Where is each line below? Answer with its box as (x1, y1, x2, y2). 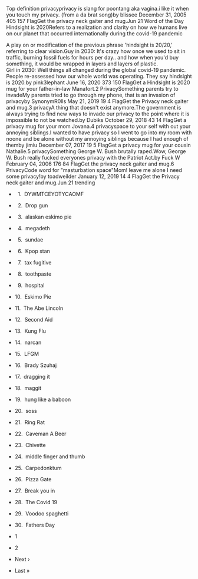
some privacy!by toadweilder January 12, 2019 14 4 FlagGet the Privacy (6, 173, 180, 180)
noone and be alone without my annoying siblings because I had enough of (6, 135, 189, 142)
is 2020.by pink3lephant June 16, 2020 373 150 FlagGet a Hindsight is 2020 (6, 79, 190, 86)
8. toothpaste (17, 270, 52, 277)
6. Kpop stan (17, 247, 50, 254)
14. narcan (14, 339, 42, 346)
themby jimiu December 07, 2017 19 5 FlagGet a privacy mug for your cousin (6, 141, 192, 148)
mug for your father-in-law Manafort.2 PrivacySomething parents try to (6, 85, 179, 92)
